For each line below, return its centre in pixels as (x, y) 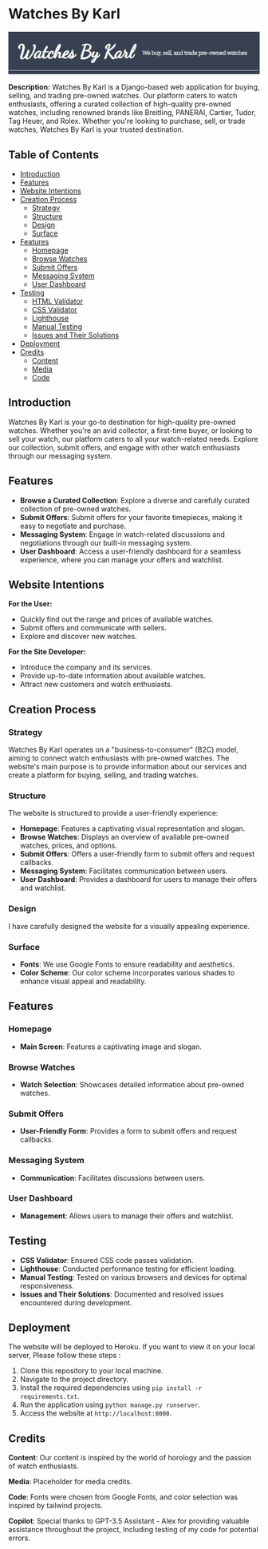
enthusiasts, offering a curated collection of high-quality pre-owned (120, 104)
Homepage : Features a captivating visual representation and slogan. (132, 828)
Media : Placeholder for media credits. (71, 1482)
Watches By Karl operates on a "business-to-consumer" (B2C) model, (124, 750)
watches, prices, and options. (68, 846)
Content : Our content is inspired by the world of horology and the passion (130, 1458)
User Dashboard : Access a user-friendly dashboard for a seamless (130, 551)
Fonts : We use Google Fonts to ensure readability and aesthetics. (127, 964)
